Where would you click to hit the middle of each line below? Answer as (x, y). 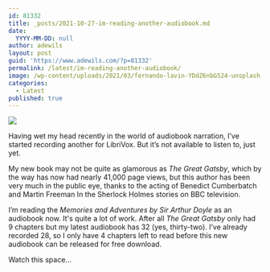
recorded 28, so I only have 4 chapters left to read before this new (118, 236)
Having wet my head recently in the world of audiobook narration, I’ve (124, 136)
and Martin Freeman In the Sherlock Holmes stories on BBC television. (125, 195)
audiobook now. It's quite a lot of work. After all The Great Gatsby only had (132, 219)
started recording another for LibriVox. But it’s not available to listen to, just (132, 145)
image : (19, 76)
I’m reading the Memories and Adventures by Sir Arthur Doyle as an (120, 210)
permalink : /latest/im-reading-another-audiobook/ (95, 68)
